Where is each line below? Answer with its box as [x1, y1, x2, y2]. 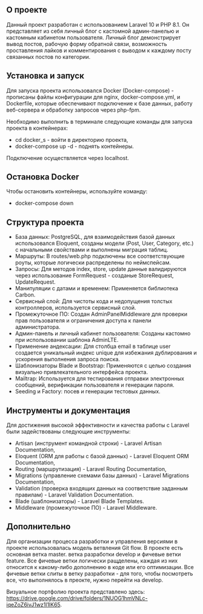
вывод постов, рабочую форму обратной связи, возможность [6, 40, 168, 47]
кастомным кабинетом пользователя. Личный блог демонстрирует [6, 33, 181, 41]
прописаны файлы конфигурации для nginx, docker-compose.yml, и [6, 93, 181, 101]
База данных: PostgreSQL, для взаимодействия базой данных [15, 233, 176, 241]
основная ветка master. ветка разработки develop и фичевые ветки [6, 550, 181, 558]
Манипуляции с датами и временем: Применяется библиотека [15, 285, 179, 292]
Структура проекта [6, 217, 84, 227]
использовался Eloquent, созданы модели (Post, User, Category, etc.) [15, 239, 194, 247]
